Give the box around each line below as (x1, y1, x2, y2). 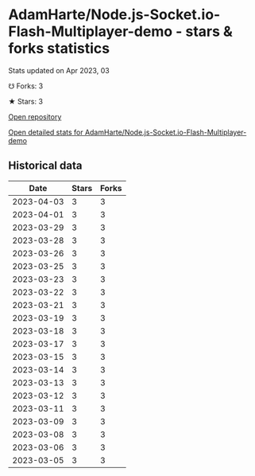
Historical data (8, 159, 83, 173)
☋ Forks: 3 (8, 81, 44, 91)
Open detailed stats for (8, 127, 83, 137)
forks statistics (8, 40, 110, 57)
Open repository (8, 111, 62, 121)
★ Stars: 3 (8, 96, 44, 106)
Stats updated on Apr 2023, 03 (8, 65, 110, 75)
